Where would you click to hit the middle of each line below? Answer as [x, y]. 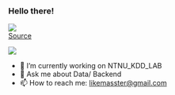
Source [20, 36]
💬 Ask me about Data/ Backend [70, 74]
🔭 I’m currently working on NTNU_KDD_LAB [91, 66]
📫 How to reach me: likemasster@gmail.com [93, 83]
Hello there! [31, 11]
